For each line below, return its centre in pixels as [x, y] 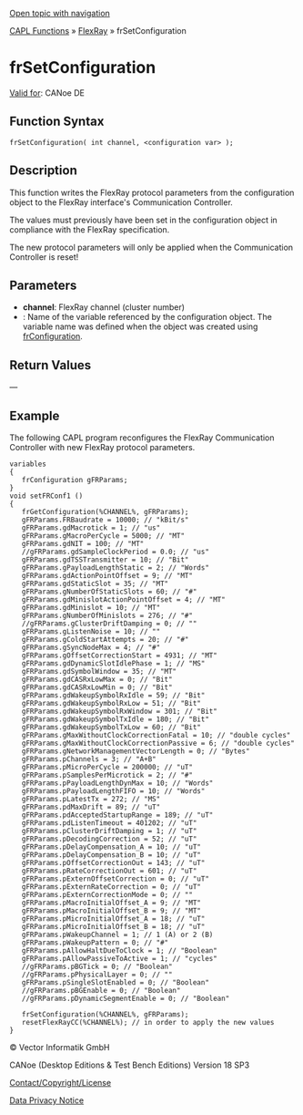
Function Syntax [57, 122]
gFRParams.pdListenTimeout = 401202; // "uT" [109, 823]
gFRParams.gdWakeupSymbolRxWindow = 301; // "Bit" [120, 711]
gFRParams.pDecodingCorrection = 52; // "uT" [109, 839]
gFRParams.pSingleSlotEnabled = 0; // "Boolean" [115, 983]
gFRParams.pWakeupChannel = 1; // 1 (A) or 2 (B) [117, 934]
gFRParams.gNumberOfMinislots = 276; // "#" [107, 615]
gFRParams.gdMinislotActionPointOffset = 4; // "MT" [123, 600]
